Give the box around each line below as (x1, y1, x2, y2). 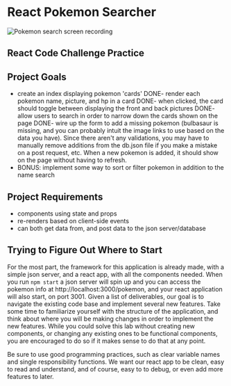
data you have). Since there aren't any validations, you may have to (17, 134, 209, 143)
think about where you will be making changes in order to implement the (7, 314, 214, 323)
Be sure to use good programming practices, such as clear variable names (7, 350, 221, 358)
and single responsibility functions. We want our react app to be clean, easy (7, 357, 224, 366)
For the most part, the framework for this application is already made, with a (7, 262, 224, 271)
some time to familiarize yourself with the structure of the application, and (7, 307, 219, 315)
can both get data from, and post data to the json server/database (17, 224, 206, 232)
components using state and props (17, 209, 117, 218)
